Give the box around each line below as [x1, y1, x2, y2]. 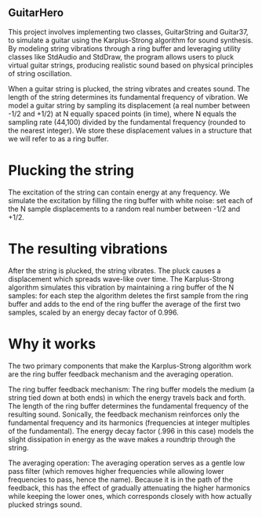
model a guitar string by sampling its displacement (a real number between [8, 100, 251, 110]
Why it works [8, 335, 96, 352]
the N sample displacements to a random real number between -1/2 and [8, 204, 241, 213]
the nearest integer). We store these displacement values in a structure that [8, 126, 253, 135]
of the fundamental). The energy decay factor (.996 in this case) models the [8, 426, 254, 435]
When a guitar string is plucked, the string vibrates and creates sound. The [8, 84, 250, 93]
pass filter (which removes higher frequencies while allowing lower [8, 466, 225, 475]
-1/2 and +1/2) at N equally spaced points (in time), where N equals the [8, 109, 237, 118]
